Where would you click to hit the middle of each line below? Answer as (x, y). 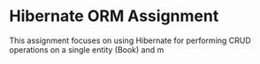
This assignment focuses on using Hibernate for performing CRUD (130, 40)
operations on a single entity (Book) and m (87, 49)
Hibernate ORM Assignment (114, 16)
